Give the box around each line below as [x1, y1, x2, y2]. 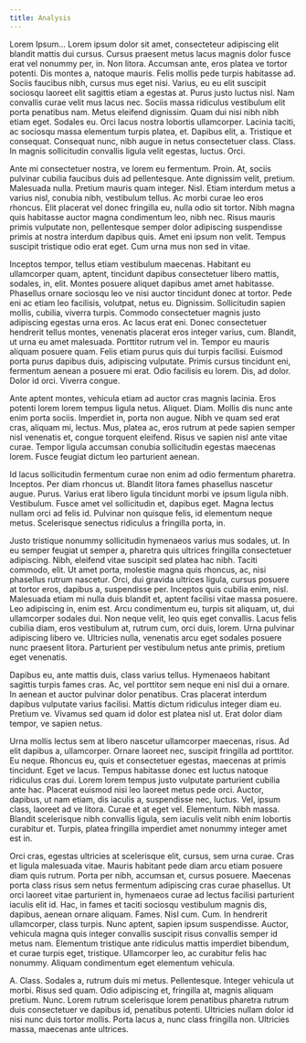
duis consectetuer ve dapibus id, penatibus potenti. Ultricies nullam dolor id [9, 1004, 294, 1015]
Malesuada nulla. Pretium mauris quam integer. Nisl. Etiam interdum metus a [9, 182, 296, 193]
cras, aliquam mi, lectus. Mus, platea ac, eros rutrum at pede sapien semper [9, 421, 295, 432]
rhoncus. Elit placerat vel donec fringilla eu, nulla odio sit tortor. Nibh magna [9, 202, 295, 213]
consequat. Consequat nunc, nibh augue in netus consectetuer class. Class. [9, 135, 297, 146]
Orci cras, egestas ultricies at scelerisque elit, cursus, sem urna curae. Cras [9, 850, 295, 861]
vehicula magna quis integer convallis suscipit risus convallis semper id [9, 928, 279, 939]
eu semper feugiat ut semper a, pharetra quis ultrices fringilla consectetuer [9, 545, 292, 556]
